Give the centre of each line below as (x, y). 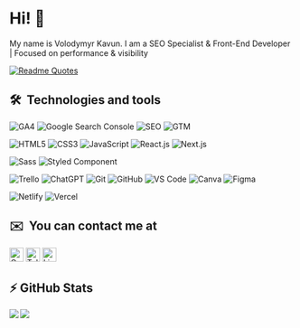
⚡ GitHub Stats (51, 288)
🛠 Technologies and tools (85, 100)
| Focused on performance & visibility (79, 52)
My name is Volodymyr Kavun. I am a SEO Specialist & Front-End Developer (150, 43)
